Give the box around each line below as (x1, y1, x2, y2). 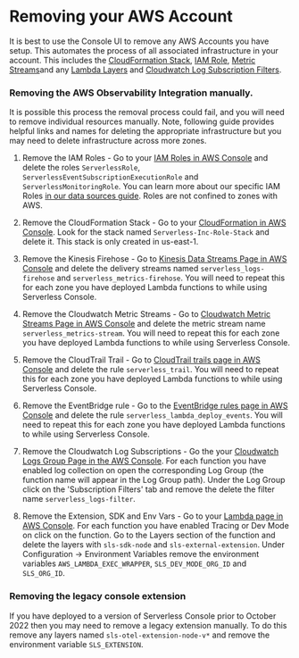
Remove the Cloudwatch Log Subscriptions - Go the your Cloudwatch (21, 446, 279, 457)
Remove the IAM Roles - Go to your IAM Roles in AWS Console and (21, 153, 269, 163)
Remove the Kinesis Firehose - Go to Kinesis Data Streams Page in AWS (21, 254, 287, 264)
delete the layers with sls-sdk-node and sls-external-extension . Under (21, 539, 286, 550)
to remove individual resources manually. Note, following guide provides (9, 116, 275, 127)
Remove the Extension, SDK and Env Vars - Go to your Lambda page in (21, 511, 284, 521)
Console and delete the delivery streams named (21, 263, 199, 274)
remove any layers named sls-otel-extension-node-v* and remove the (9, 629, 270, 640)
